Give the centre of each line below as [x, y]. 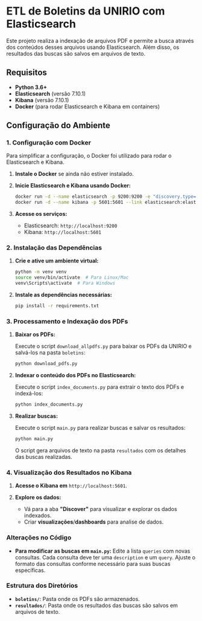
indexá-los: [29, 394]
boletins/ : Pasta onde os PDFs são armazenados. [77, 599]
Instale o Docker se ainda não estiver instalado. [74, 174]
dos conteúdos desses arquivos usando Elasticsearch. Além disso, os [93, 47]
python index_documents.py [49, 405]
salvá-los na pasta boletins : [50, 353]
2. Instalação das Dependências [54, 248]
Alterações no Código [39, 538]
